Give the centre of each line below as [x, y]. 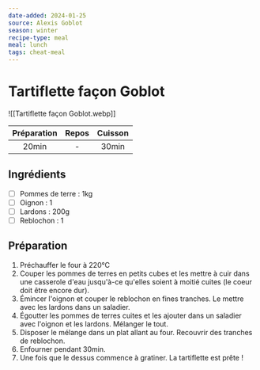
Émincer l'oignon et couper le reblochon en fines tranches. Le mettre [132, 299]
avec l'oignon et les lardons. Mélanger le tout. [94, 324]
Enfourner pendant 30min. [62, 349]
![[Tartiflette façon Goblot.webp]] [62, 113]
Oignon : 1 [36, 202]
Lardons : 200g [44, 212]
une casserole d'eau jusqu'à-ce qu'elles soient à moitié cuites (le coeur [136, 281]
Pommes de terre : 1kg [56, 193]
